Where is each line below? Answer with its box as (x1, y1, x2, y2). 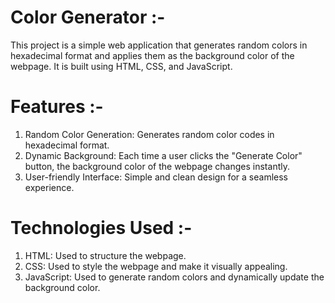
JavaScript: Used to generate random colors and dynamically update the (24, 271, 325, 283)
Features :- (10, 96, 104, 118)
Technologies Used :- (10, 217, 193, 240)
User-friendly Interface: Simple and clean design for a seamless (24, 171, 288, 183)
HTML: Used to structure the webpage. (24, 249, 187, 261)
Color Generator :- (10, 6, 166, 29)
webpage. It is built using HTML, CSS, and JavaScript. (10, 60, 233, 72)
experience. (24, 181, 75, 193)
